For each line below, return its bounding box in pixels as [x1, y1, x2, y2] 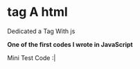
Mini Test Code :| [7, 53, 56, 62]
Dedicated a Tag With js [7, 27, 76, 35]
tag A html [7, 4, 68, 20]
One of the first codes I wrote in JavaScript [7, 40, 133, 48]
